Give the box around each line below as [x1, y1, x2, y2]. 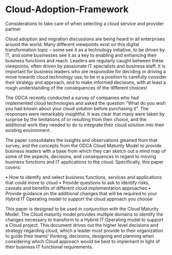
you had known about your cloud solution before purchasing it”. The [5, 105, 149, 111]
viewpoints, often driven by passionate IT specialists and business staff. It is [5, 63, 165, 69]
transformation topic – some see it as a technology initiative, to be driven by [5, 47, 165, 53]
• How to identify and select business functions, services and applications [5, 174, 162, 180]
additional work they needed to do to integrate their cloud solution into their [5, 122, 165, 128]
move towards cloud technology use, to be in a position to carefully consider [5, 74, 167, 80]
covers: [5, 164, 21, 170]
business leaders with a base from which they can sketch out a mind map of [5, 148, 166, 154]
